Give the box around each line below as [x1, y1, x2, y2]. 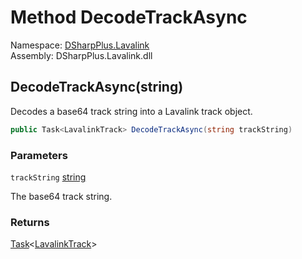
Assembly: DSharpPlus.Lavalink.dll [10, 49, 153, 61]
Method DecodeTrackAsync [10, 6, 248, 29]
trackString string [10, 171, 87, 183]
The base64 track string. [10, 190, 113, 202]
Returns [10, 215, 50, 229]
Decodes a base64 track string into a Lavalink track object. [10, 105, 253, 117]
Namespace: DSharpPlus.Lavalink [10, 39, 150, 51]
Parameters [10, 148, 68, 162]
